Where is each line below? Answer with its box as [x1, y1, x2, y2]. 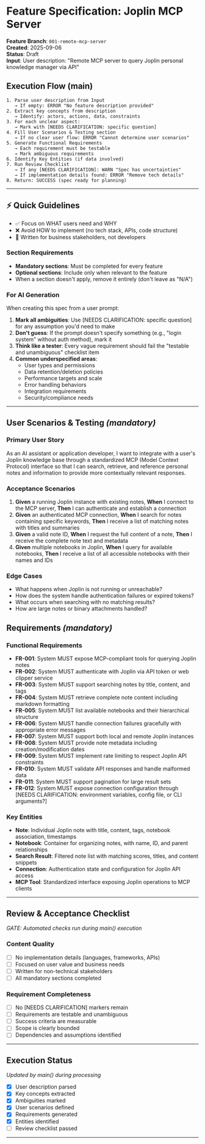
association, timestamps [15, 833, 77, 840]
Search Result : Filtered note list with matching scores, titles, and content [15, 852, 198, 860]
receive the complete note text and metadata [15, 537, 128, 544]
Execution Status [6, 1055, 73, 1065]
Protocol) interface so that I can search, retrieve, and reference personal [6, 462, 189, 470]
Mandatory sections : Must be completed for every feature [15, 262, 164, 270]
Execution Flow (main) [6, 81, 93, 92]
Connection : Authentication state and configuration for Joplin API [15, 865, 181, 873]
